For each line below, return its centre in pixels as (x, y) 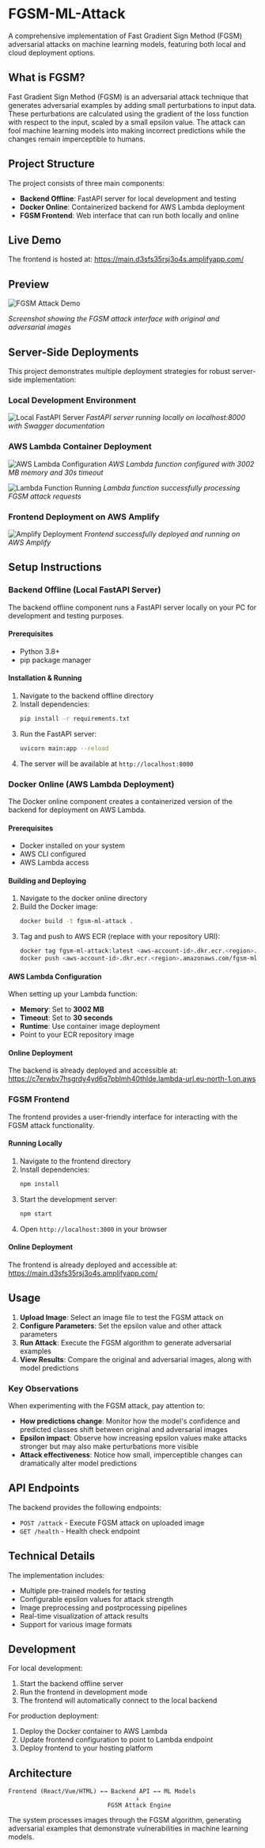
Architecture (40, 1773)
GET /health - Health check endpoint (80, 1531)
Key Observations (44, 1388)
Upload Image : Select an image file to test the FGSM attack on (121, 1317)
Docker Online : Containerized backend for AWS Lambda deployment (132, 206)
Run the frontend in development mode (83, 1692)
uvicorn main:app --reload (64, 748)
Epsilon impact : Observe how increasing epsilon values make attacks (133, 1438)
